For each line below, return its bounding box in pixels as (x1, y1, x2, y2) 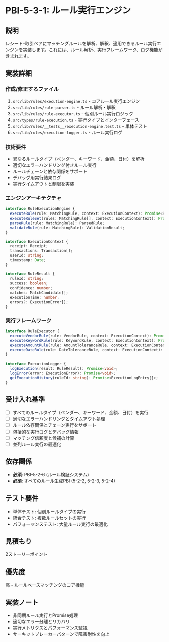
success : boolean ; (10, 280, 49, 286)
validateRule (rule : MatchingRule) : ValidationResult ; (10, 225, 125, 230)
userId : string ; (10, 253, 44, 258)
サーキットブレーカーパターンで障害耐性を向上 (12, 631, 110, 637)
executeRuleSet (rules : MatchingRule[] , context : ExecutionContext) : (10, 216, 156, 221)
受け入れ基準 (5, 395, 45, 404)
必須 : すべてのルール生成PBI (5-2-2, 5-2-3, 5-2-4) (12, 478, 116, 484)
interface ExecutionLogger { (5, 361, 66, 367)
